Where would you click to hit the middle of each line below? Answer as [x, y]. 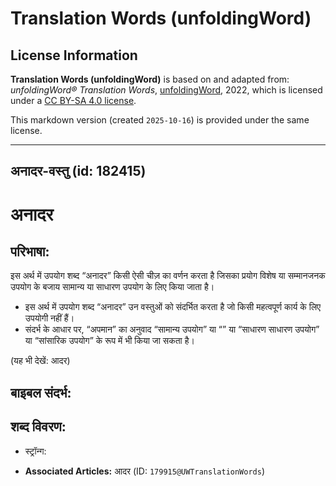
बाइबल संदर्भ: [41, 392]
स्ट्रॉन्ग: [35, 451]
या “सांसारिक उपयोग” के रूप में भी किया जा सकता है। [109, 341]
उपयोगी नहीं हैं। [49, 318]
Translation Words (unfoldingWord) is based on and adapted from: [150, 79]
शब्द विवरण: [38, 427]
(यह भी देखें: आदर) [40, 361]
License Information [74, 55]
